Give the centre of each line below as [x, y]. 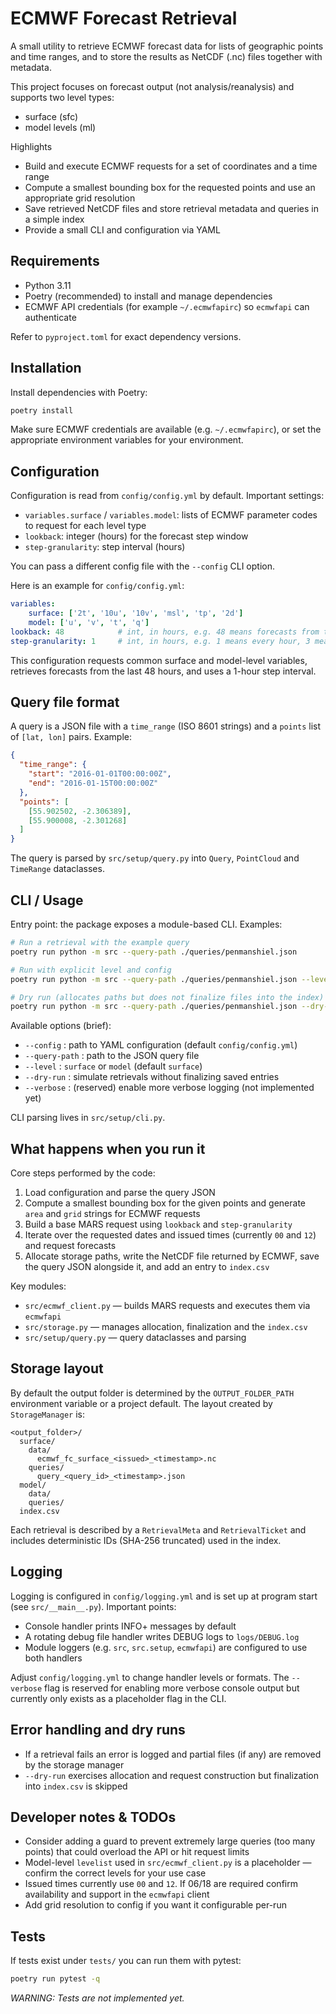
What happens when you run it [108, 1148]
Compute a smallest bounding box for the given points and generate [165, 1203]
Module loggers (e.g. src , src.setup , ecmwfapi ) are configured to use [166, 1647]
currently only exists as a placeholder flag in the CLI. [118, 1698]
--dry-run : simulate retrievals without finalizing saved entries [152, 1077]
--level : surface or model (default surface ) [113, 1066]
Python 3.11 [48, 285]
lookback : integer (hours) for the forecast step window [136, 536]
